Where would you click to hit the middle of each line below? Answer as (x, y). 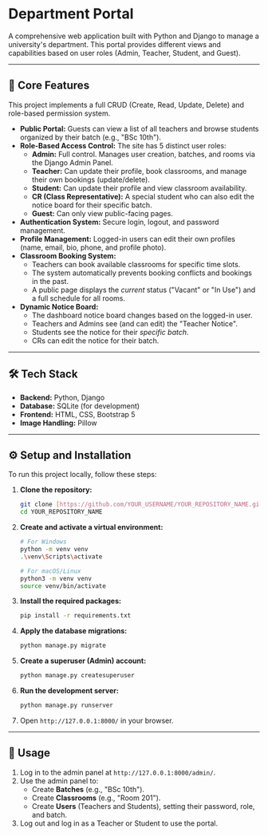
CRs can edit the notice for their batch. (95, 341)
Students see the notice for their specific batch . (110, 332)
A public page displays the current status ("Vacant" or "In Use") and (144, 290)
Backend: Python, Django (62, 397)
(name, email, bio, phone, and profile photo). (93, 247)
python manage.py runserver (66, 705)
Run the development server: (69, 690)
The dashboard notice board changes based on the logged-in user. (142, 315)
